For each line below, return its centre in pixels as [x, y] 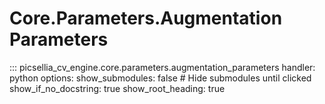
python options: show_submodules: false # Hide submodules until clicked [160, 78]
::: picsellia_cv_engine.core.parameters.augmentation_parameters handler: [162, 67]
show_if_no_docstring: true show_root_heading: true [117, 88]
